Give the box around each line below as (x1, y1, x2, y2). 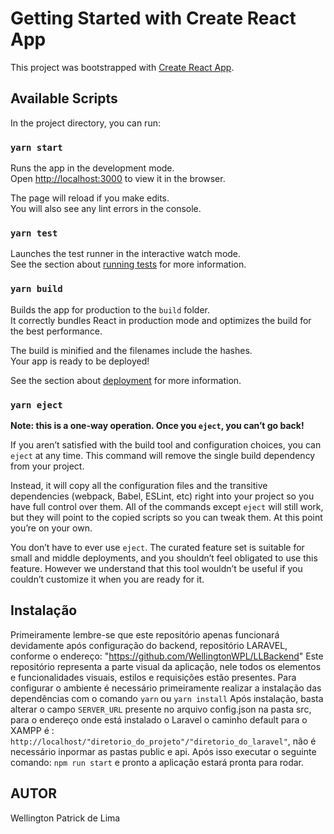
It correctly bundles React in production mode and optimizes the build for (10, 314, 312, 326)
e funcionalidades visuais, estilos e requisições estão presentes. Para (10, 671, 297, 683)
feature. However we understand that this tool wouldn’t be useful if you (10, 562, 303, 574)
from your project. (10, 460, 85, 472)
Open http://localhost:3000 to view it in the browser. (10, 173, 226, 185)
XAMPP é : (10, 724, 55, 736)
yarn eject (10, 399, 63, 411)
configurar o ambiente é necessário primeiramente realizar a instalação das (10, 682, 322, 694)
